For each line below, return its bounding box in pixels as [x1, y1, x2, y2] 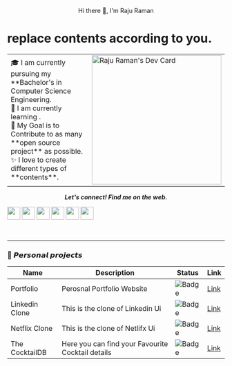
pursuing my [10, 69, 52, 79]
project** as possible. [10, 147, 83, 156]
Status [176, 268, 199, 278]
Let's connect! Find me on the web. [64, 193, 168, 201]
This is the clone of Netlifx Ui [61, 324, 155, 334]
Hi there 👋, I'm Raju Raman [78, 7, 154, 14]
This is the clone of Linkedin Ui [61, 304, 162, 314]
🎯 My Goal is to [10, 121, 60, 130]
